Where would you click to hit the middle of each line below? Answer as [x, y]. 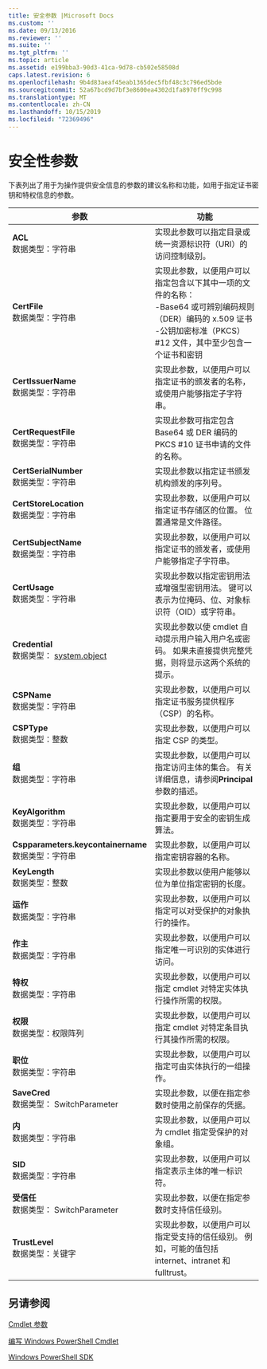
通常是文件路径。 [194, 521]
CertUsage [33, 587]
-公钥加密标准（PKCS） [199, 330]
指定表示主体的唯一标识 [198, 1170]
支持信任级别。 [198, 1210]
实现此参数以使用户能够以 [202, 871]
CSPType [30, 728]
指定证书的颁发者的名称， [202, 381]
